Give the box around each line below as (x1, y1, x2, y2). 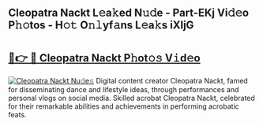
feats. (8, 110, 27, 119)
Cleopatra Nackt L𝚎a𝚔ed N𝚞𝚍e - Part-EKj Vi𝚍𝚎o (8, 6, 250, 20)
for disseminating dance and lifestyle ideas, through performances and (8, 85, 239, 94)
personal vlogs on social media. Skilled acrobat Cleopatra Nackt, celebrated (8, 94, 255, 102)
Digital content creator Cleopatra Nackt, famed (96, 76, 249, 85)
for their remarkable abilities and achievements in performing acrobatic (8, 102, 239, 111)
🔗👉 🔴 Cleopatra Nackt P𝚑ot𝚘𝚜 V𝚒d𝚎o (8, 51, 201, 65)
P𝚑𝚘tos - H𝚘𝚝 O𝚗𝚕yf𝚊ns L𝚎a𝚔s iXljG (8, 19, 194, 32)
